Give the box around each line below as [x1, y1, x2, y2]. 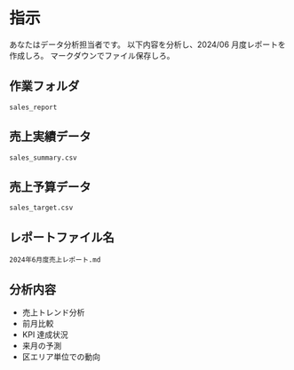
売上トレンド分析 [21, 307, 85, 318]
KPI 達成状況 [21, 329, 68, 340]
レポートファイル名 [9, 230, 115, 245]
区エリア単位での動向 [21, 351, 100, 362]
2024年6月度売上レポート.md [9, 256, 101, 264]
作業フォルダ [9, 79, 80, 94]
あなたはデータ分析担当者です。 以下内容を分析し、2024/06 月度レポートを [9, 39, 286, 50]
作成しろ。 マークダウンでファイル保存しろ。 [9, 50, 175, 60]
